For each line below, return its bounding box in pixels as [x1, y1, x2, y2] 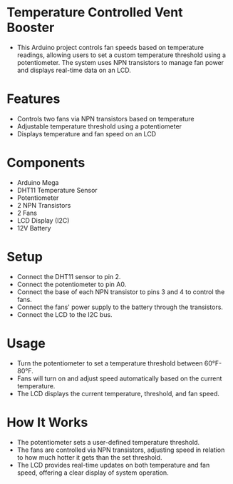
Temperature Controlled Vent [6, 4, 183, 21]
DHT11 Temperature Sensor [16, 186, 98, 194]
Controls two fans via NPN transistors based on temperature [16, 114, 195, 123]
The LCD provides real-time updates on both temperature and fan [16, 460, 210, 469]
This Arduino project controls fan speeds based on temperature [16, 43, 204, 51]
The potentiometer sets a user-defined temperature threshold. [16, 438, 200, 446]
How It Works [6, 414, 88, 430]
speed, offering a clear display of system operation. [16, 468, 169, 477]
